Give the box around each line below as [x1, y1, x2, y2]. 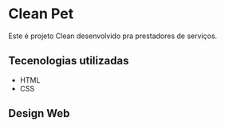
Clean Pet [8, 5, 74, 23]
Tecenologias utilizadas [8, 54, 129, 68]
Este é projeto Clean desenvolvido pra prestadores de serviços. [8, 31, 218, 41]
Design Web [8, 107, 70, 120]
